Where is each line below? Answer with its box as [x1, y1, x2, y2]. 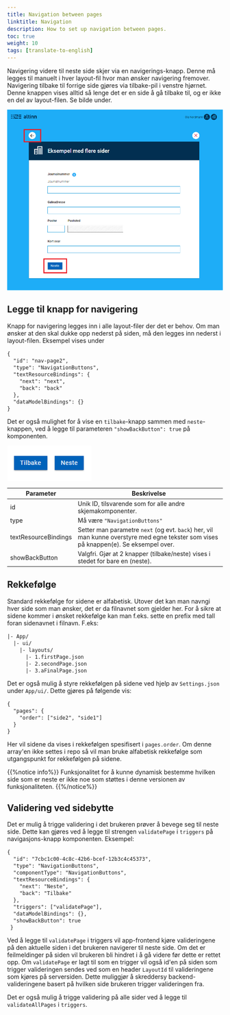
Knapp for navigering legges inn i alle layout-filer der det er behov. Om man [7, 322, 220, 330]
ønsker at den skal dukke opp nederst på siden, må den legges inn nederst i [7, 329, 221, 337]
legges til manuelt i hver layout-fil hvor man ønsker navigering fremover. [7, 74, 210, 82]
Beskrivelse [131, 490, 166, 498]
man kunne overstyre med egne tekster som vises [77, 533, 218, 541]
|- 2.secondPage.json [25, 660, 88, 667]
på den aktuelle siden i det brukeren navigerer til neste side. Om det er [7, 944, 206, 952]
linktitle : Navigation [7, 18, 72, 25]
